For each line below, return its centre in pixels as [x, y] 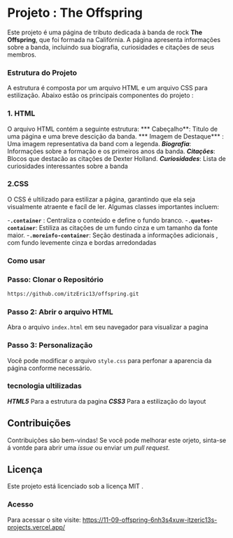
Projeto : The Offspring [75, 13]
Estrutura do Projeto [42, 73]
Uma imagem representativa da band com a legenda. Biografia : [99, 143]
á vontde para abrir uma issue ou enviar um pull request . [89, 447]
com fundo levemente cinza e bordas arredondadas [82, 242]
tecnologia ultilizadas [45, 386]
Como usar [26, 260]
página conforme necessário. [50, 368]
